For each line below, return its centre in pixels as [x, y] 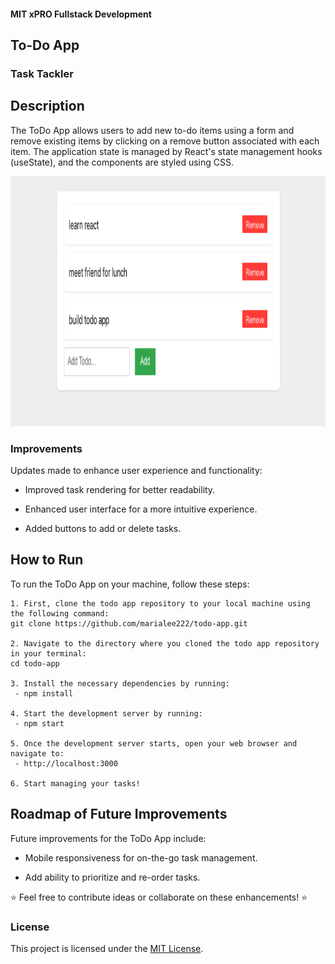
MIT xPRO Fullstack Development [81, 14]
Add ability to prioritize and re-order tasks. [112, 877]
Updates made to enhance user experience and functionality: [136, 471]
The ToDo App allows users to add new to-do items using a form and [152, 130]
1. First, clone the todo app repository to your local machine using [160, 603]
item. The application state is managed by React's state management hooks [166, 151]
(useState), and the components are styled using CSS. [122, 162]
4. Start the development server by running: [106, 713]
